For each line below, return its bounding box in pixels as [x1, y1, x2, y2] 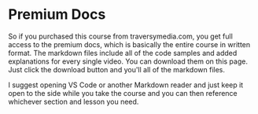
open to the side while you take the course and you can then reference [8, 88, 238, 97]
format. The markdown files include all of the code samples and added [8, 48, 238, 57]
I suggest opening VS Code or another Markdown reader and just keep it [8, 80, 244, 90]
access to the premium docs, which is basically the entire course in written [8, 39, 251, 49]
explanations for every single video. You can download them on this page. [8, 57, 248, 66]
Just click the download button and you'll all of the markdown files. [8, 64, 226, 74]
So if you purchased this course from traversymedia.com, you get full [8, 31, 234, 41]
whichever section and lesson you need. [8, 97, 139, 106]
